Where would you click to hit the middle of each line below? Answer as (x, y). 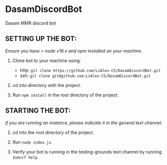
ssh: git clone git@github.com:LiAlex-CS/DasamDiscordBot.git (85, 75)
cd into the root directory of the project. (53, 132)
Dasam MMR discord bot (31, 23)
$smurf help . (25, 157)
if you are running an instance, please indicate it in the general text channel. (84, 122)
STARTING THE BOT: (38, 111)
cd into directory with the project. (47, 85)
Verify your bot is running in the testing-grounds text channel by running (87, 151)
